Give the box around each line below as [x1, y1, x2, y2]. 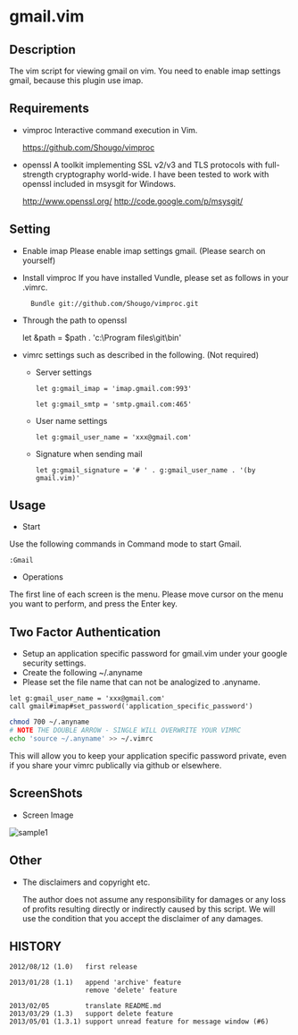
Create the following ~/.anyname [21, 667, 143, 678]
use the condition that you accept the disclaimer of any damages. [21, 912, 263, 923]
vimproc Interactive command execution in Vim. [21, 124, 198, 135]
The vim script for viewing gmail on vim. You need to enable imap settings [9, 65, 281, 76]
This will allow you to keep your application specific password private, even [9, 750, 287, 761]
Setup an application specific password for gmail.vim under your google [21, 649, 288, 659]
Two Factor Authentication [9, 624, 161, 640]
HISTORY [9, 938, 62, 954]
